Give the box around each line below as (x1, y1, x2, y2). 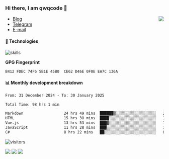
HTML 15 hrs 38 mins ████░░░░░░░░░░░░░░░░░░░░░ (5, 116, 156, 121)
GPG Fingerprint (5, 59, 40, 65)
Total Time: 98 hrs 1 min (5, 102, 59, 107)
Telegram (12, 21, 33, 27)
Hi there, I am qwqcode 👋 (5, 5, 67, 12)
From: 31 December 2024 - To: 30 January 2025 (5, 93, 105, 98)
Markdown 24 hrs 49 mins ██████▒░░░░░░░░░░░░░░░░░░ (5, 111, 156, 116)
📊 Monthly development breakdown (5, 80, 83, 86)
